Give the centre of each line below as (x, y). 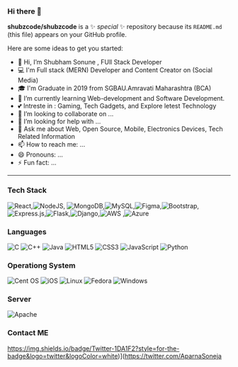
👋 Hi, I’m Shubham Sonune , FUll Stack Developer (90, 62)
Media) (28, 80)
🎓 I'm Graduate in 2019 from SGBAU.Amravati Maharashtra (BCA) (114, 89)
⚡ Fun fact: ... (37, 163)
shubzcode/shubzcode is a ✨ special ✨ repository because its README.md (115, 27)
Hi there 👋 (25, 11)
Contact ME (28, 333)
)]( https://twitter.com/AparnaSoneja (170, 356)
